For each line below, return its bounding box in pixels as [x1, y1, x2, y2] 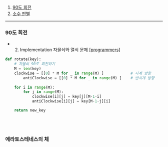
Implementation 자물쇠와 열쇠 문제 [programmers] [19, 47, 120, 53]
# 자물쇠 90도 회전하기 [14, 62, 55, 67]
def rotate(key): [5, 57, 41, 62]
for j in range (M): [23, 89, 64, 94]
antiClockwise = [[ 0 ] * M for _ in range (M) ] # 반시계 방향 [23, 75, 155, 80]
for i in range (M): [14, 85, 55, 90]
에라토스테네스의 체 [5, 135, 49, 142]
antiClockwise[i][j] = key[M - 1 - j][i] [31, 99, 111, 104]
